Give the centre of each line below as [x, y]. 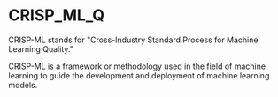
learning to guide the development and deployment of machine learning [139, 75]
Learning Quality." [41, 48]
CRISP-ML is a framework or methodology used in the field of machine [137, 66]
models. [23, 85]
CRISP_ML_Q [57, 15]
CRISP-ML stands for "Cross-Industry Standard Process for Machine [133, 40]
